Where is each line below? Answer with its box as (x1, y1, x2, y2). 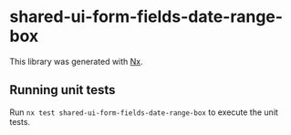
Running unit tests (9, 82, 116, 98)
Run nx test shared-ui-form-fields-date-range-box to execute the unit (9, 107, 278, 118)
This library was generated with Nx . (9, 56, 143, 67)
